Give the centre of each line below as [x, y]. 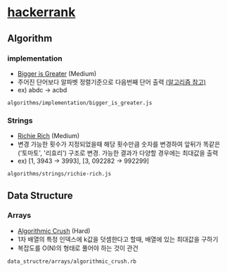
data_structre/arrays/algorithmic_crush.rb [72, 261]
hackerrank [41, 12]
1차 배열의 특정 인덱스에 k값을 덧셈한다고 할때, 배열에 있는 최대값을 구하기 [118, 239]
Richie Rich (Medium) [48, 136]
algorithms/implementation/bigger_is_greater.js [80, 103]
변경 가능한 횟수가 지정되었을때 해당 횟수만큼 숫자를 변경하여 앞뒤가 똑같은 [119, 144]
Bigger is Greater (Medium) [57, 73]
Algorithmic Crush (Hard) [54, 230]
